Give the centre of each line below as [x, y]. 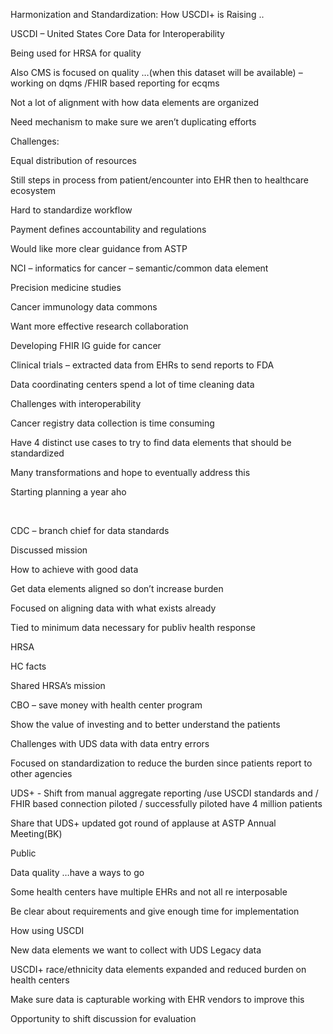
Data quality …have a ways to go [77, 872]
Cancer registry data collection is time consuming [112, 423]
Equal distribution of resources [73, 160]
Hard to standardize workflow [71, 210]
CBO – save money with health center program [106, 705]
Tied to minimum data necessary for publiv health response [133, 627]
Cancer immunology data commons [84, 307]
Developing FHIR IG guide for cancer [86, 345]
